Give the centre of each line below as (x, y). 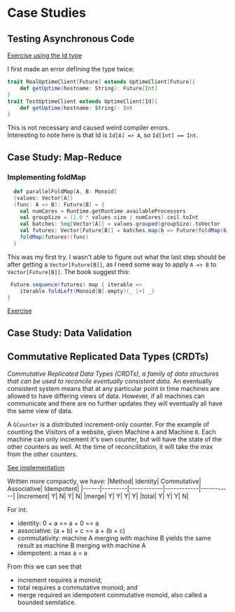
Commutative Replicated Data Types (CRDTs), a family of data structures (113, 373)
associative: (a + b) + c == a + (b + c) (71, 530)
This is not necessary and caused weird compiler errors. (88, 128)
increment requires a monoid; (60, 580)
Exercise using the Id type (45, 55)
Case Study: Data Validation (70, 333)
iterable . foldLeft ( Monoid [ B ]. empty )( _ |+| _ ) (87, 291)
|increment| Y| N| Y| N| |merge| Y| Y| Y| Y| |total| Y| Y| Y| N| (102, 496)
